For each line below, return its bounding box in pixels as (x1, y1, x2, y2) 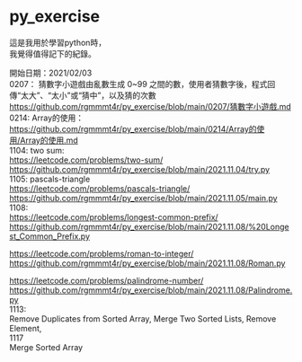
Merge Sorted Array (9, 341, 84, 352)
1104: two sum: (9, 145, 65, 155)
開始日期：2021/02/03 (9, 67, 93, 78)
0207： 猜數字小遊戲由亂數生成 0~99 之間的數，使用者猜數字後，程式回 (9, 78, 276, 89)
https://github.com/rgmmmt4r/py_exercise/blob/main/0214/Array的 (9, 123, 257, 134)
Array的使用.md (20, 135, 78, 146)
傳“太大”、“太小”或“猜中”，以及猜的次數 (9, 90, 156, 101)
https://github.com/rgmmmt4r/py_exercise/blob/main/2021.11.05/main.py (9, 192, 278, 203)
